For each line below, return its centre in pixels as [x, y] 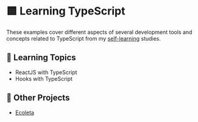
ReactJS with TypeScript [46, 72]
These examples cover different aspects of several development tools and [99, 32]
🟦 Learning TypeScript [66, 11]
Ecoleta [25, 112]
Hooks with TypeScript [44, 78]
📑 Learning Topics [41, 58]
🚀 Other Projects [38, 98]
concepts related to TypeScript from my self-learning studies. [84, 38]
